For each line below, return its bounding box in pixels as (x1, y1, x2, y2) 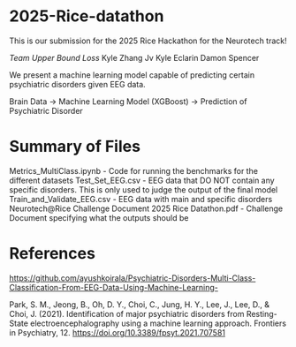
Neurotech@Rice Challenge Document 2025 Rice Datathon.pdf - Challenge (9, 203, 284, 214)
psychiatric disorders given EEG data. (9, 79, 146, 89)
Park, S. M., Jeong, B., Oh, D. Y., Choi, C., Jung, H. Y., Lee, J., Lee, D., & (9, 298, 269, 310)
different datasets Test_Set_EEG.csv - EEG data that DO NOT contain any (9, 175, 276, 185)
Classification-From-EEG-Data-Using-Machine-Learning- (9, 282, 218, 292)
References (9, 244, 95, 264)
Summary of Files (9, 137, 141, 156)
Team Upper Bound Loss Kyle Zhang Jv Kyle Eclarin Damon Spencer (9, 52, 260, 63)
